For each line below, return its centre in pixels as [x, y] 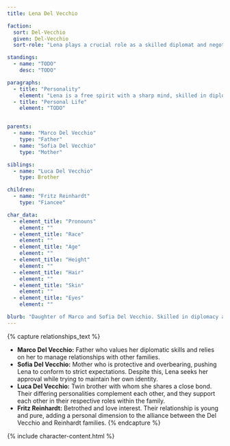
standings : [23, 58]
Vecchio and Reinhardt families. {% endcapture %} [89, 423]
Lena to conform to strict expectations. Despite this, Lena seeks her [113, 371]
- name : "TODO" [35, 64]
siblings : [21, 165]
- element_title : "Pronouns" [55, 221]
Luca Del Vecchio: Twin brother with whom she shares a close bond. [114, 386]
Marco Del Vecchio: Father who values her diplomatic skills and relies [115, 349]
